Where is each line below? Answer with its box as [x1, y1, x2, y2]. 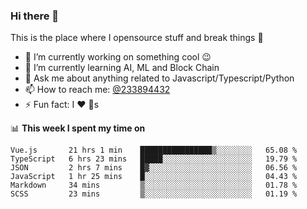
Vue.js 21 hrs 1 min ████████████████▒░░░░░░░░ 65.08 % [10, 145, 298, 156]
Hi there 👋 [10, 9, 60, 23]
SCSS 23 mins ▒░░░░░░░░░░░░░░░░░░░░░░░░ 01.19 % [10, 189, 298, 199]
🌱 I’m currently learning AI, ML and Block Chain [24, 62, 220, 74]
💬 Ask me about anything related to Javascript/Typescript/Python [24, 72, 295, 84]
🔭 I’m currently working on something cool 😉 [24, 51, 212, 63]
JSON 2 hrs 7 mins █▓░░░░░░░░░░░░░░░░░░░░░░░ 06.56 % [10, 163, 298, 173]
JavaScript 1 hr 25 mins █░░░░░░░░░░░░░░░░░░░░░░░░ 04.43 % [10, 172, 298, 182]
